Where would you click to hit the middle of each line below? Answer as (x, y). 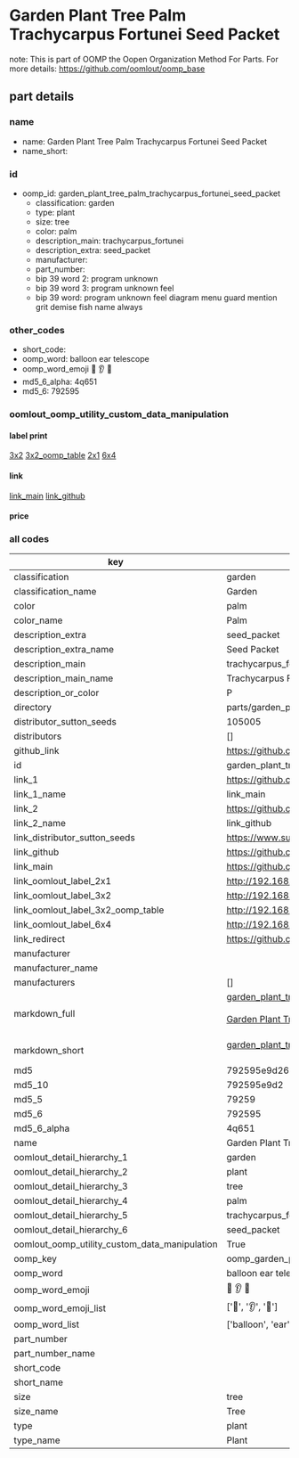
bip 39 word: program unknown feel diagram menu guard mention (156, 297)
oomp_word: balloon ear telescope (85, 359)
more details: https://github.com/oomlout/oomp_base (107, 69)
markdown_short (49, 1051)
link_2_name (40, 823)
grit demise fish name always (89, 307)
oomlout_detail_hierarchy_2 (71, 1172)
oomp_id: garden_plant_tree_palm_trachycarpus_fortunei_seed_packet (151, 193)
